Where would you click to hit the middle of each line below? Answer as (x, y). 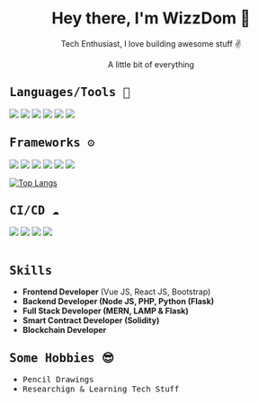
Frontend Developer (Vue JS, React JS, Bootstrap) (116, 292)
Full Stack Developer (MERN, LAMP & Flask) (105, 311)
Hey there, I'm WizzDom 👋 (151, 18)
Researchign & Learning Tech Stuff (101, 389)
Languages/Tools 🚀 (70, 92)
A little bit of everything (151, 64)
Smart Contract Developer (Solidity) (91, 320)
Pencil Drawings (58, 379)
